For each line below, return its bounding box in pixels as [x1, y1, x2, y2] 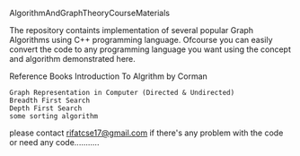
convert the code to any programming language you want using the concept [9, 44, 292, 55]
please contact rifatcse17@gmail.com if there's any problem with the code [9, 127, 284, 138]
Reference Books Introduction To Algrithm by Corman [9, 71, 208, 82]
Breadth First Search [9, 96, 91, 105]
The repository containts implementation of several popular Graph [9, 25, 254, 35]
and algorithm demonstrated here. [9, 54, 137, 64]
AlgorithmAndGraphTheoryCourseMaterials [9, 8, 171, 18]
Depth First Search [9, 104, 83, 113]
